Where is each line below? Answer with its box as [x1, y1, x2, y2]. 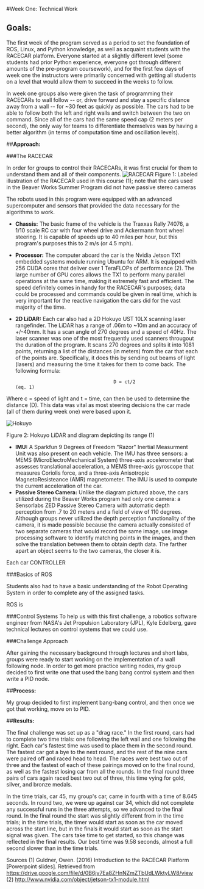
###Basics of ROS [6, 570, 52, 578]
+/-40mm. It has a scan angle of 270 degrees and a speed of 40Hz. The [15, 328, 197, 335]
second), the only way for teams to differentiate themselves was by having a [6, 122, 198, 129]
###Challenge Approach [6, 637, 68, 644]
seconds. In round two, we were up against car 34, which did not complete [6, 799, 194, 806]
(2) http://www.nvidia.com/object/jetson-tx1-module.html [6, 876, 150, 883]
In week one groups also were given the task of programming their [6, 90, 174, 97]
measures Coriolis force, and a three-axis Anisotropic [15, 469, 150, 477]
